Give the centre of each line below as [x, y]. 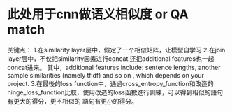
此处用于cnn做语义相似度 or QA [98, 14]
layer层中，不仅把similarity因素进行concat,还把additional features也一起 [111, 58]
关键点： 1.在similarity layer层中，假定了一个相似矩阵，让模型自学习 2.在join [116, 50]
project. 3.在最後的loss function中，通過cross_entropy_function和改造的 [111, 83]
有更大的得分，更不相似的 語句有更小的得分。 [72, 101]
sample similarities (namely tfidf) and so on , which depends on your [106, 75]
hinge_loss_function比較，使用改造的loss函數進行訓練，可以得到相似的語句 [115, 92]
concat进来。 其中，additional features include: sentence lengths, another [114, 67]
